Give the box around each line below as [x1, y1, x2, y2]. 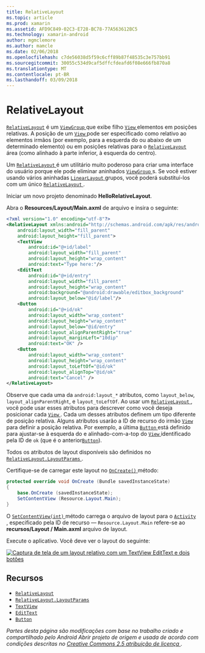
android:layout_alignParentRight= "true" [28, 329, 132, 335]
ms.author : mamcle [6, 43, 53, 49]
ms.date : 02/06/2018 [6, 49, 59, 55]
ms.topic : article [6, 15, 53, 21]
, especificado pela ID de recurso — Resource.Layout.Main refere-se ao [6, 519, 185, 526]
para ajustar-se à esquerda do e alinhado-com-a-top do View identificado [6, 430, 191, 438]
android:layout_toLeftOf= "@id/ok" [28, 363, 116, 369]
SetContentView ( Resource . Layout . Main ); [17, 495, 121, 502]
